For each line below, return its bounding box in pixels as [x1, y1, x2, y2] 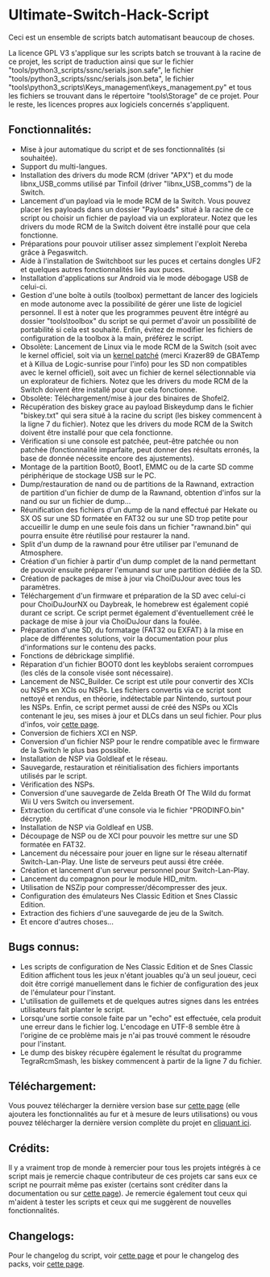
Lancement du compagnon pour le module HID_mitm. [19, 874, 197, 884]
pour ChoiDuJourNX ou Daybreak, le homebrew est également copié [19, 599, 249, 609]
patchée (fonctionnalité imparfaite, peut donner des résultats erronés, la [19, 444, 260, 454]
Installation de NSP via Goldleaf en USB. [19, 822, 154, 832]
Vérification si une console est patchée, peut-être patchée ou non [19, 436, 239, 446]
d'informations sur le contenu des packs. [19, 642, 156, 652]
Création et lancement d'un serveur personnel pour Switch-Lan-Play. [19, 865, 250, 875]
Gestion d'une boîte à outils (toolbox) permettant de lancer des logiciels [19, 290, 259, 300]
